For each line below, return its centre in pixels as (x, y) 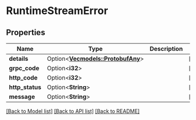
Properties (26, 32)
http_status (25, 87)
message (22, 97)
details (19, 59)
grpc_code (24, 68)
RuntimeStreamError (57, 11)
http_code (23, 78)
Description (166, 49)
